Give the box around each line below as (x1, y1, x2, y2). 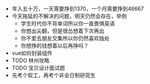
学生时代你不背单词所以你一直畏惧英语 (20, 20, 115, 27)
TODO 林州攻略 (11, 57, 49, 64)
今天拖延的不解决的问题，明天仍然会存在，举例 (11, 12, 127, 20)
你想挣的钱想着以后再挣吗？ (20, 42, 89, 49)
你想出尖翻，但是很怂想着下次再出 (20, 27, 105, 34)
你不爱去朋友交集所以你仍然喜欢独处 (20, 35, 110, 41)
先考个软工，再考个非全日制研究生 (11, 72, 96, 79)
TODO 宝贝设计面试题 (11, 64, 65, 71)
